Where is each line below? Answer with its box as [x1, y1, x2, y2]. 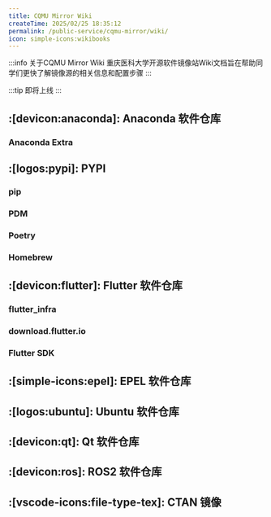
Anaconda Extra [8, 136, 74, 147]
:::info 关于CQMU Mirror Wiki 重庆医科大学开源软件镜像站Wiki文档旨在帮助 [8, 58, 256, 68]
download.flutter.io [8, 325, 87, 336]
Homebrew [8, 252, 53, 263]
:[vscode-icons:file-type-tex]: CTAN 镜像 [8, 495, 222, 509]
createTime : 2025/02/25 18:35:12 [8, 20, 122, 28]
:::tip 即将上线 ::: [8, 85, 62, 95]
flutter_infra [8, 303, 57, 314]
